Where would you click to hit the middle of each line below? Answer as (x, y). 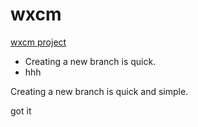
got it (21, 110)
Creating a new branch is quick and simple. (99, 91)
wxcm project (38, 42)
